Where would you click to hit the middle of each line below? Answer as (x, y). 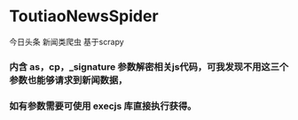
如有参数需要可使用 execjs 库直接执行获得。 (103, 106)
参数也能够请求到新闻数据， (68, 79)
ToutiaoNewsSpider (84, 16)
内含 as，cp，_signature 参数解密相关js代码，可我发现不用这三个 (149, 66)
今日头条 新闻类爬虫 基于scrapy (67, 41)
